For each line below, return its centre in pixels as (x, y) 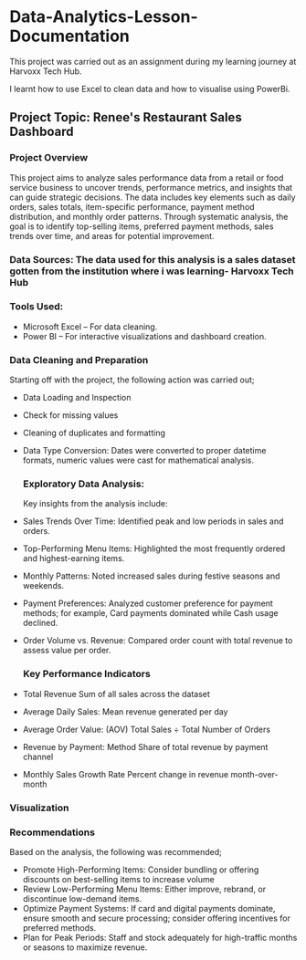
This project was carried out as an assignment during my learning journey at (153, 61)
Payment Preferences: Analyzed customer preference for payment (148, 603)
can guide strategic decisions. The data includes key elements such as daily (153, 197)
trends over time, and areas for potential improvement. (112, 235)
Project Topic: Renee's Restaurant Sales (126, 117)
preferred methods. (59, 927)
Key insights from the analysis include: (95, 504)
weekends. (43, 586)
